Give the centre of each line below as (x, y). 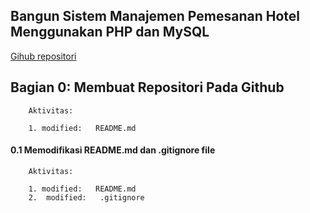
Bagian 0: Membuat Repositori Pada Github (147, 87)
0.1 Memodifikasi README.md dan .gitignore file (113, 150)
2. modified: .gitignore (86, 197)
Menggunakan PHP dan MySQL (110, 32)
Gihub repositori (43, 56)
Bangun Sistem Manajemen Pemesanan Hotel (155, 16)
